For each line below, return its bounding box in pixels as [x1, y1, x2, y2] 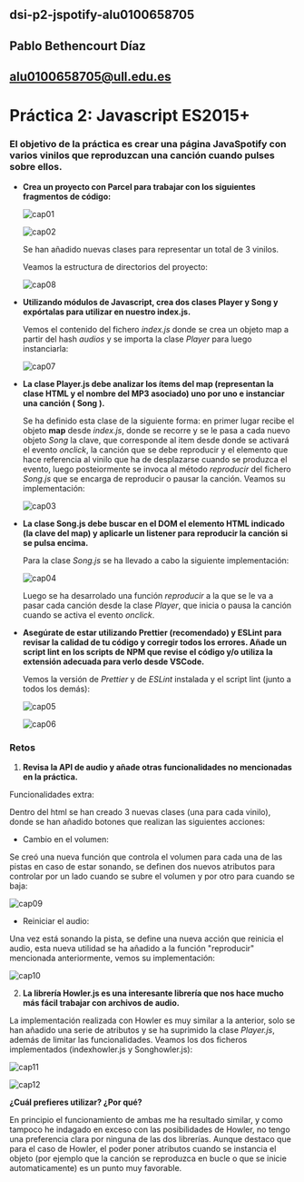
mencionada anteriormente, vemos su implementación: [9, 952, 216, 963]
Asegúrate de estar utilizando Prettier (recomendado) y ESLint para [22, 627, 282, 638]
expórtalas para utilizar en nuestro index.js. [22, 306, 191, 317]
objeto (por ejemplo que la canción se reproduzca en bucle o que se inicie [9, 1153, 288, 1164]
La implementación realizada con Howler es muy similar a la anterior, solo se [9, 1015, 296, 1026]
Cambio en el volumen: [22, 833, 109, 844]
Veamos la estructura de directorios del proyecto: [22, 261, 209, 272]
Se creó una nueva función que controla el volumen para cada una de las [9, 851, 283, 862]
